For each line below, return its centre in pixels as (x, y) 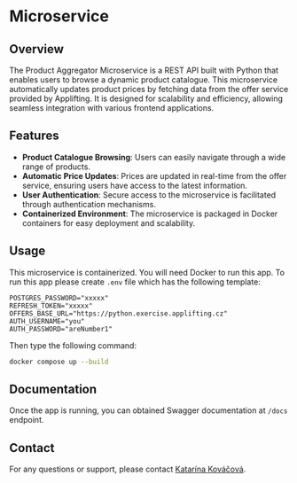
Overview (37, 49)
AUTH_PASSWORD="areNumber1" (61, 329)
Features (34, 136)
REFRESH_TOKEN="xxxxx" (51, 306)
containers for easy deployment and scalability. (109, 222)
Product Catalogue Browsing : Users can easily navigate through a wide (154, 157)
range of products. (56, 167)
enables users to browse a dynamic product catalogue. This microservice (143, 80)
